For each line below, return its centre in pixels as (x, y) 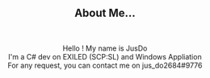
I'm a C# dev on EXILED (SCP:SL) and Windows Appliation (105, 56)
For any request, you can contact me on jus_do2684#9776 (105, 65)
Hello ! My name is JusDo (105, 48)
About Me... (105, 13)
